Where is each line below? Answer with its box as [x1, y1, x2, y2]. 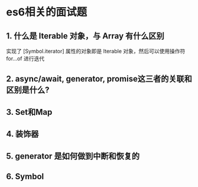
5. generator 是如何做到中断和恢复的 [6, 151, 140, 161]
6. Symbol [6, 171, 44, 181]
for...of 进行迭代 [6, 55, 45, 62]
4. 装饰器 [6, 129, 39, 139]
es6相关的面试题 [6, 5, 87, 19]
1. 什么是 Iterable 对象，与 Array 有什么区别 [6, 31, 164, 41]
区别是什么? [6, 85, 50, 95]
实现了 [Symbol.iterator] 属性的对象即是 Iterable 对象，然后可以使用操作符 [6, 48, 186, 54]
